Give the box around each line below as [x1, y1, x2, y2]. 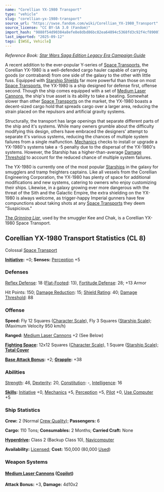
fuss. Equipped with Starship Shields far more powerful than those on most [5, 77, 156, 83]
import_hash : [5, 30, 32, 35]
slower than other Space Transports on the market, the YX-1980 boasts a [5, 98, 152, 104]
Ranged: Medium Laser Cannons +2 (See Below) [5, 333, 104, 339]
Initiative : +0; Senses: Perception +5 [5, 257, 81, 262]
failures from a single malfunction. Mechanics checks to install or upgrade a [5, 139, 158, 145]
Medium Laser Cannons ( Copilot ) [5, 471, 74, 476]
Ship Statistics [5, 406, 41, 413]
